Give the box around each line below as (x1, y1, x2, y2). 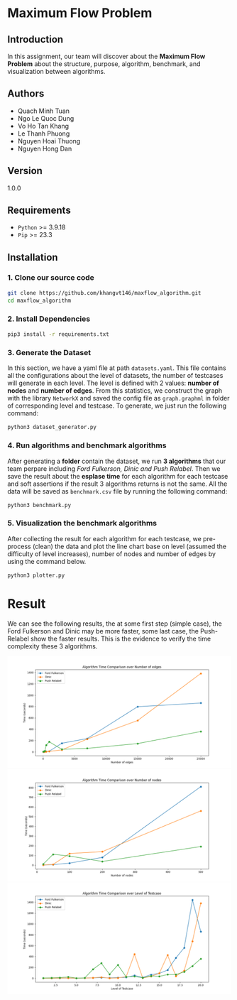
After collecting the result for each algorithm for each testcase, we (7, 534, 202, 543)
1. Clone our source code (7, 272, 94, 282)
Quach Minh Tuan (17, 107, 70, 115)
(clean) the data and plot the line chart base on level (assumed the (32, 542, 227, 550)
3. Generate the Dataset (7, 347, 92, 357)
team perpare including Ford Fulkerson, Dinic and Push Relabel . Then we (7, 464, 221, 473)
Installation (7, 251, 58, 263)
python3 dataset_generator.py (7, 424, 97, 431)
